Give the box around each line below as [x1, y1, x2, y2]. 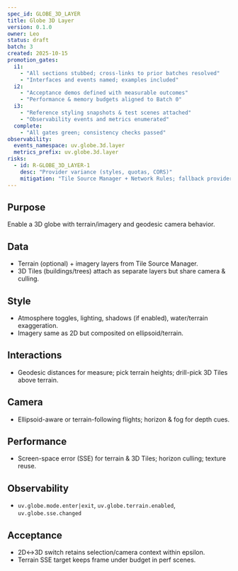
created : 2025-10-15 [7, 50, 69, 57]
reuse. [17, 462, 37, 470]
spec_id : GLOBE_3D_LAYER [7, 10, 81, 18]
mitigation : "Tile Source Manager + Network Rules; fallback [20, 175, 204, 182]
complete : [13, 122, 42, 130]
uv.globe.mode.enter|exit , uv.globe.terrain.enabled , [17, 501, 176, 510]
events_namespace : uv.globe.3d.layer [13, 142, 125, 149]
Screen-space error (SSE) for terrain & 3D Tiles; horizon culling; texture [17, 454, 227, 463]
